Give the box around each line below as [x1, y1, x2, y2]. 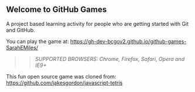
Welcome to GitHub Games [6, 5, 107, 15]
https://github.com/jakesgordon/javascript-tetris [6, 79, 123, 86]
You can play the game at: [6, 38, 69, 45]
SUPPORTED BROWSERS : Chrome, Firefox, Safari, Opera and [35, 55, 185, 62]
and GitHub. [6, 26, 35, 33]
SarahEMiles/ [6, 44, 38, 51]
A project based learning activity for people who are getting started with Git [6, 20, 189, 27]
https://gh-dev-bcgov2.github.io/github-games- [70, 38, 187, 45]
